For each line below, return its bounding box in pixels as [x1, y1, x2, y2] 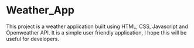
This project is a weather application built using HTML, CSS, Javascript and [6, 23, 189, 30]
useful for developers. [6, 35, 60, 42]
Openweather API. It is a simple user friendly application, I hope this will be [6, 29, 187, 36]
